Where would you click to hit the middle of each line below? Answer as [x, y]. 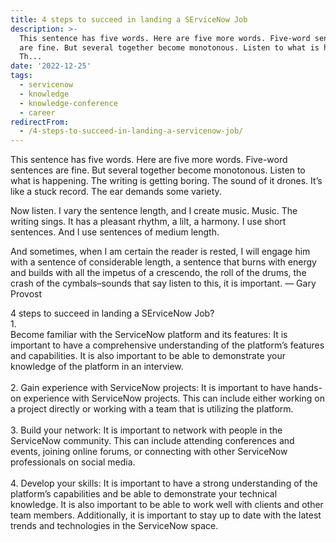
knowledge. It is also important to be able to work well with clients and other [167, 505]
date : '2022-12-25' [51, 66]
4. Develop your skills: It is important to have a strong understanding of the [164, 483]
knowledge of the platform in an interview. [97, 367]
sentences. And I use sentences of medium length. [115, 232]
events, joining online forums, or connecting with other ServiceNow [149, 452]
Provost [26, 294]
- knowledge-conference [68, 103]
